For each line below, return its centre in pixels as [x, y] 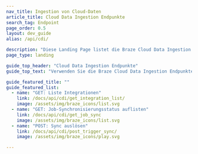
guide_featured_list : [33, 87]
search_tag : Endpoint [33, 22]
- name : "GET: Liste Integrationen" [56, 93]
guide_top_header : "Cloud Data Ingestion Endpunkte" [72, 65]
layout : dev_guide [29, 34]
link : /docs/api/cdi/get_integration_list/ [71, 99]
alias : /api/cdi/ [27, 39]
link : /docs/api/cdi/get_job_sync [59, 115]
